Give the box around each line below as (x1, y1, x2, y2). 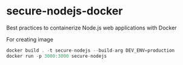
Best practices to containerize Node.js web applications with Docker (6, 24, 177, 31)
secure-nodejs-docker (6, 4, 123, 18)
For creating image (6, 36, 53, 43)
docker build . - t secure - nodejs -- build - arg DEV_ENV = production (6, 47, 175, 54)
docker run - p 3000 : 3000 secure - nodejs (6, 53, 107, 59)
